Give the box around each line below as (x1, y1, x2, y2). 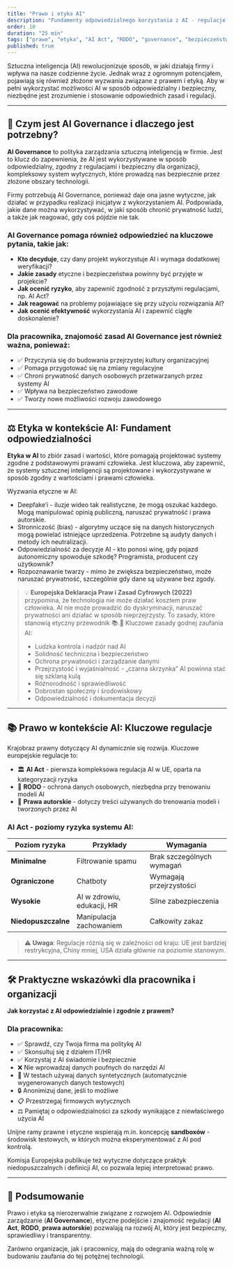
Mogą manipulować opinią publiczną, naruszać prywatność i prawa (17, 508, 211, 517)
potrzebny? (7, 129, 58, 141)
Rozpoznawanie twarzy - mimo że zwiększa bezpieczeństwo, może (17, 568, 212, 576)
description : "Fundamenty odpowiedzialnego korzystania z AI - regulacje (7, 17, 226, 24)
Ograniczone (10, 877, 54, 886)
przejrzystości (149, 881, 196, 890)
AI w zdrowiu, (76, 892, 121, 902)
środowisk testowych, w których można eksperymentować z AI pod (7, 1135, 202, 1144)
